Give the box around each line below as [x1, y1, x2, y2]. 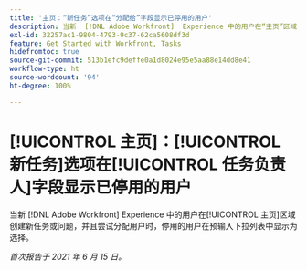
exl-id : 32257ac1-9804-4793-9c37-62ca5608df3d [9, 30, 190, 39]
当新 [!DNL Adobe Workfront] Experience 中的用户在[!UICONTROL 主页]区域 [9, 209, 296, 220]
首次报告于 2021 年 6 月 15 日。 [9, 251, 126, 262]
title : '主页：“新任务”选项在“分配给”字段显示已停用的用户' [9, 13, 213, 23]
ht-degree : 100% [9, 81, 71, 90]
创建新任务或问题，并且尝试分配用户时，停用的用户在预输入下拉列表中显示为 [9, 220, 298, 231]
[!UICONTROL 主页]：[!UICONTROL [9, 131, 281, 151]
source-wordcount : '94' [9, 73, 101, 82]
